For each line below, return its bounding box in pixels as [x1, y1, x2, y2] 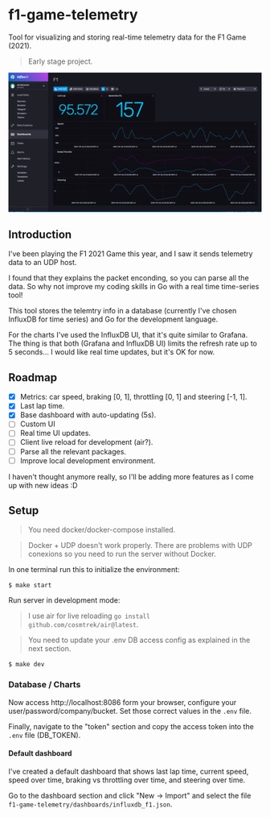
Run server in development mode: [8, 595, 121, 605]
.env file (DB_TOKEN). [8, 730, 81, 740]
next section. [27, 644, 72, 653]
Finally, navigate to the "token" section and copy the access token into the [8, 721, 255, 731]
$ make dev [8, 661, 45, 669]
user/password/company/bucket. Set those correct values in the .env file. [8, 706, 252, 715]
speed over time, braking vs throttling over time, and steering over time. [8, 775, 246, 785]
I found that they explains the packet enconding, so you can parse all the [8, 273, 249, 283]
